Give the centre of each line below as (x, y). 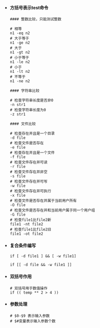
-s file (17, 176)
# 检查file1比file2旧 (31, 230)
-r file (17, 167)
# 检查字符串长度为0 (28, 110)
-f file (17, 157)
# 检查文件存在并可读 (29, 163)
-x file (17, 196)
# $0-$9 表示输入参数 (30, 316)
